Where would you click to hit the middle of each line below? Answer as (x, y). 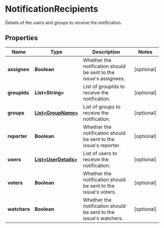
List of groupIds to (104, 86)
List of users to (100, 153)
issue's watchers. (103, 218)
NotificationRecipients (52, 9)
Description (106, 51)
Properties (21, 38)
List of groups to (102, 106)
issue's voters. (99, 192)
